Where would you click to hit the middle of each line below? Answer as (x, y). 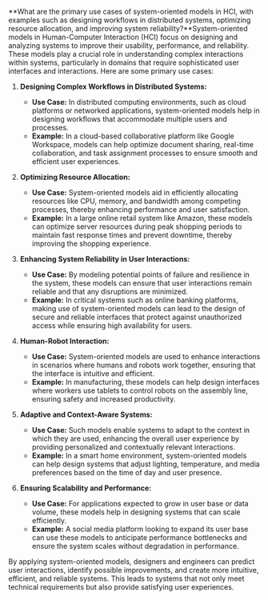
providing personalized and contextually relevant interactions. (134, 447)
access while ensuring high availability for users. (112, 326)
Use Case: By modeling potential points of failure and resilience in (141, 274)
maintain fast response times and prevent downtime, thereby (132, 235)
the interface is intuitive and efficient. (93, 374)
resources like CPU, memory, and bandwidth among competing (136, 201)
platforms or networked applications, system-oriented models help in (146, 110)
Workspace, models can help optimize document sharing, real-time (143, 144)
